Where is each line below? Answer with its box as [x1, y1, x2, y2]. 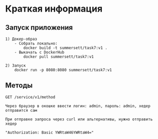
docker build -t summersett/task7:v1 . [23, 45, 108, 51]
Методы [5, 81, 33, 90]
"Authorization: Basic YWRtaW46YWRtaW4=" [5, 130, 94, 135]
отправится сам [5, 108, 37, 113]
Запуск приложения [5, 23, 73, 32]
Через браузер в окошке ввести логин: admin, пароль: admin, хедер [5, 103, 151, 109]
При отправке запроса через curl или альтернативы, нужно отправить [5, 117, 153, 122]
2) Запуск [5, 63, 26, 68]
